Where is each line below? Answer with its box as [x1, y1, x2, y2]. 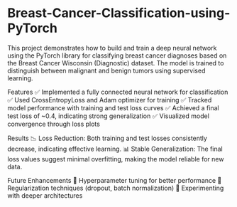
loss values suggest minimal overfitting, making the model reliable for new [7, 154, 224, 163]
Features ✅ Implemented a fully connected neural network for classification [7, 87, 228, 96]
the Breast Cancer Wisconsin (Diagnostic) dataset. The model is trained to [7, 58, 224, 67]
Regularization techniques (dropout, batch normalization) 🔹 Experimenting [7, 184, 224, 192]
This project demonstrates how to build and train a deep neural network [7, 43, 217, 52]
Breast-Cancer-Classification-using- [7, 5, 231, 21]
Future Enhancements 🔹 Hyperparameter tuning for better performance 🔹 [7, 176, 222, 184]
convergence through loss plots [7, 120, 101, 128]
